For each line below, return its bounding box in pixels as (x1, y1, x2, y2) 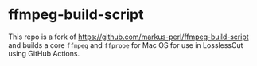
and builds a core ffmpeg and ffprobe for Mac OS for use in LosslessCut (8, 40, 243, 49)
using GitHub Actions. (8, 49, 80, 58)
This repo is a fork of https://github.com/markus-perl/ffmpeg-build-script (8, 32, 249, 41)
